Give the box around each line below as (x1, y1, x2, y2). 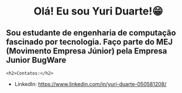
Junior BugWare (6, 55, 67, 65)
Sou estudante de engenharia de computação (6, 28, 177, 38)
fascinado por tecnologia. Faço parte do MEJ (6, 37, 173, 46)
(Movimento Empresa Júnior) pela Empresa (6, 46, 167, 56)
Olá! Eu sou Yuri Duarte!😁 (33, 5, 163, 18)
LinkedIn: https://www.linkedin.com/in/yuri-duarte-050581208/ (14, 81, 167, 87)
